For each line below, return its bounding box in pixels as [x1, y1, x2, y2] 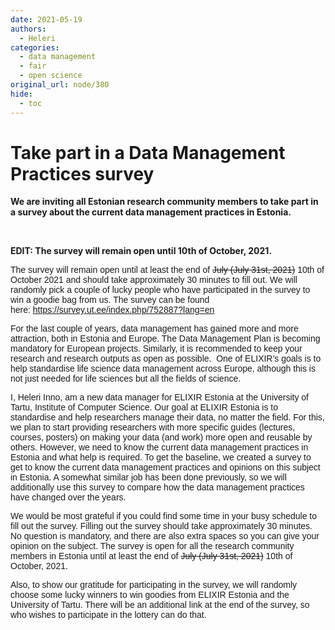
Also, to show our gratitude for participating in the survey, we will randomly [10, 579, 298, 591]
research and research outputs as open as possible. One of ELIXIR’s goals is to [10, 353, 322, 365]
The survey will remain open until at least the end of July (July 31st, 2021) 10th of [10, 264, 325, 276]
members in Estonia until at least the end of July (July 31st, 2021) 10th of [10, 551, 293, 562]
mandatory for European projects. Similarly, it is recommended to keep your [10, 343, 303, 355]
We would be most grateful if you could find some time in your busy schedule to [10, 511, 317, 522]
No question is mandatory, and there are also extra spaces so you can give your [10, 531, 320, 542]
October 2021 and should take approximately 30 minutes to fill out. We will [10, 274, 298, 286]
